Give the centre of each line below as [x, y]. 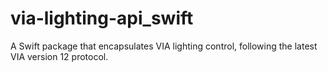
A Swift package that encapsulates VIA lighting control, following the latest [164, 46]
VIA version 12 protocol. [59, 56]
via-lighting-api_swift [102, 18]
